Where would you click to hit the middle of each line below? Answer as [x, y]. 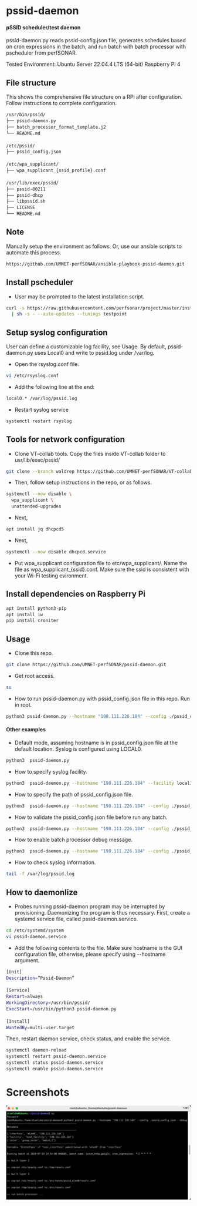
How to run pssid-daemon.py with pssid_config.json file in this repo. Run [102, 698]
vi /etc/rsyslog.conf [33, 376]
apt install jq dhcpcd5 [35, 529]
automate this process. [34, 252]
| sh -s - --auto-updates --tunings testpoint [69, 314]
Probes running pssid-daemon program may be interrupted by [90, 906]
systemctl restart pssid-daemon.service [56, 1056]
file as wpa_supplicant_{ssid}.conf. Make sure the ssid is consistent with [102, 569]
